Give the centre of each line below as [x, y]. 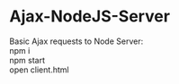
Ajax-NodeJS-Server [90, 17]
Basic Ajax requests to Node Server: [76, 41]
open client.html [39, 70]
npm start [27, 60]
